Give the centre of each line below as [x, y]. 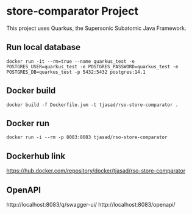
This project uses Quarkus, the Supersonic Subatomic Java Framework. [96, 28]
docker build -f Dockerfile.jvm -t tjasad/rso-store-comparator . [92, 105]
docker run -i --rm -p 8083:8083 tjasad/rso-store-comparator [87, 137]
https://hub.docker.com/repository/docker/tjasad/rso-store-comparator [96, 171]
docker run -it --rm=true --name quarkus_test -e [71, 61]
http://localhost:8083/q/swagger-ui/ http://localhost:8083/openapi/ [91, 205]
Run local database [44, 47]
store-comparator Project [73, 11]
